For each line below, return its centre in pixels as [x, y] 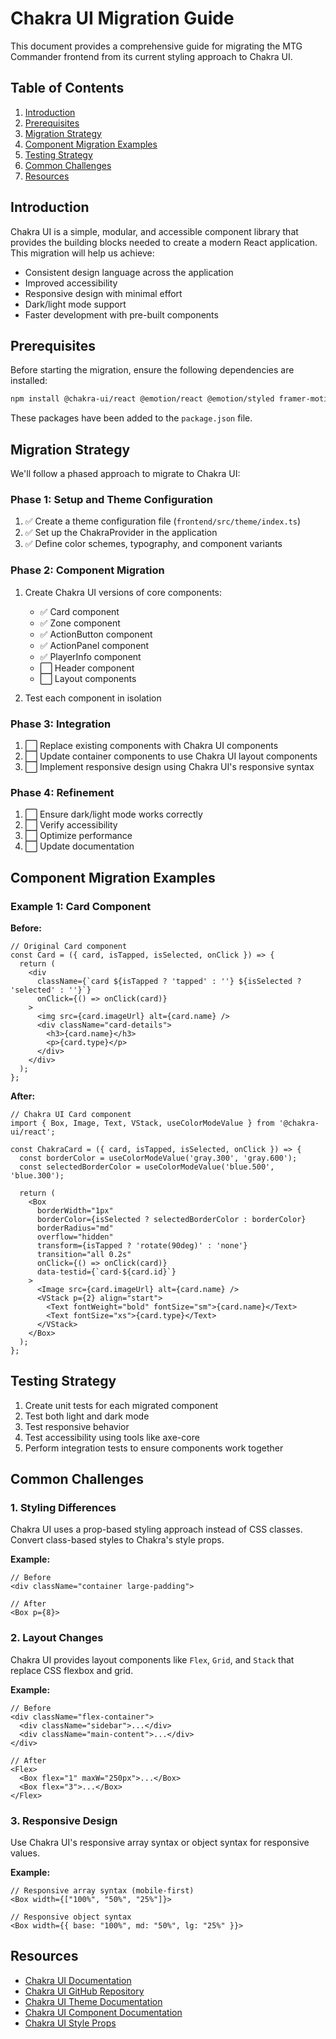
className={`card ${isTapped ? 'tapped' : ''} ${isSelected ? [169, 981]
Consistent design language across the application [129, 272]
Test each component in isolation [93, 698]
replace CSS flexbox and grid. [72, 1670]
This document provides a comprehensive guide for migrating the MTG [156, 46]
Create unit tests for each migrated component [121, 1405]
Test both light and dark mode [87, 1416]
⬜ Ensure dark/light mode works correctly [113, 814]
